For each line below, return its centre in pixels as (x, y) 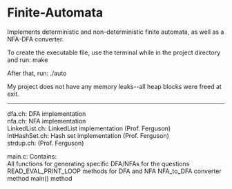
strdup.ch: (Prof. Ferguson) (46, 143)
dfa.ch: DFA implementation (47, 113)
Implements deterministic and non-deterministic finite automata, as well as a (116, 32)
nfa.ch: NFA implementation (47, 121)
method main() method (40, 178)
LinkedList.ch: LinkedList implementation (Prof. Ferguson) (89, 128)
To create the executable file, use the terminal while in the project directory (114, 52)
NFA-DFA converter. (36, 39)
